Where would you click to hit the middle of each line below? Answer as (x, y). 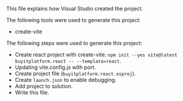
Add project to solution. (44, 86)
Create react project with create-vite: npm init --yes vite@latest (96, 55)
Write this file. (32, 92)
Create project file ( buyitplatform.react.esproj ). (75, 73)
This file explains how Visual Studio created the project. (75, 9)
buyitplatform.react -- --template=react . (68, 61)
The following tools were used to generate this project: (74, 20)
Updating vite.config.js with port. (55, 67)
